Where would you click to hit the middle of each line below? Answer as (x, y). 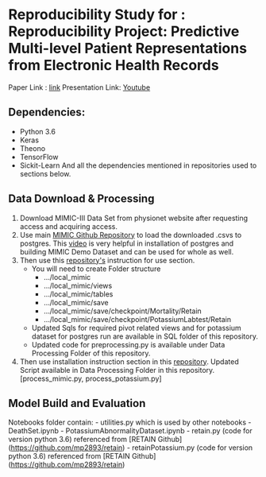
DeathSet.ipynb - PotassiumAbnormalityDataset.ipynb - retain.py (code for (130, 431)
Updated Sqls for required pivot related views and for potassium (137, 328)
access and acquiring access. (68, 226)
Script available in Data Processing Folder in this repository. (117, 370)
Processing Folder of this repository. (91, 353)
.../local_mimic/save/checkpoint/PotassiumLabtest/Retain (137, 319)
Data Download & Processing (81, 199)
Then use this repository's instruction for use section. (107, 260)
